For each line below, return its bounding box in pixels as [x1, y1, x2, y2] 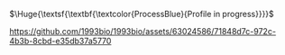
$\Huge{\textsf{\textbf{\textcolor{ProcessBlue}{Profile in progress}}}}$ [9, 9, 275, 19]
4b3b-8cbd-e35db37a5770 [9, 36, 112, 46]
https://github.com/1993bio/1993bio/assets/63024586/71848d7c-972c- [9, 26, 277, 36]
